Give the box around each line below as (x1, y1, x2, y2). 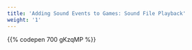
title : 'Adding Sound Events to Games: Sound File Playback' (7, 10, 186, 17)
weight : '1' (7, 16, 41, 23)
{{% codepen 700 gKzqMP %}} (7, 35, 96, 43)
